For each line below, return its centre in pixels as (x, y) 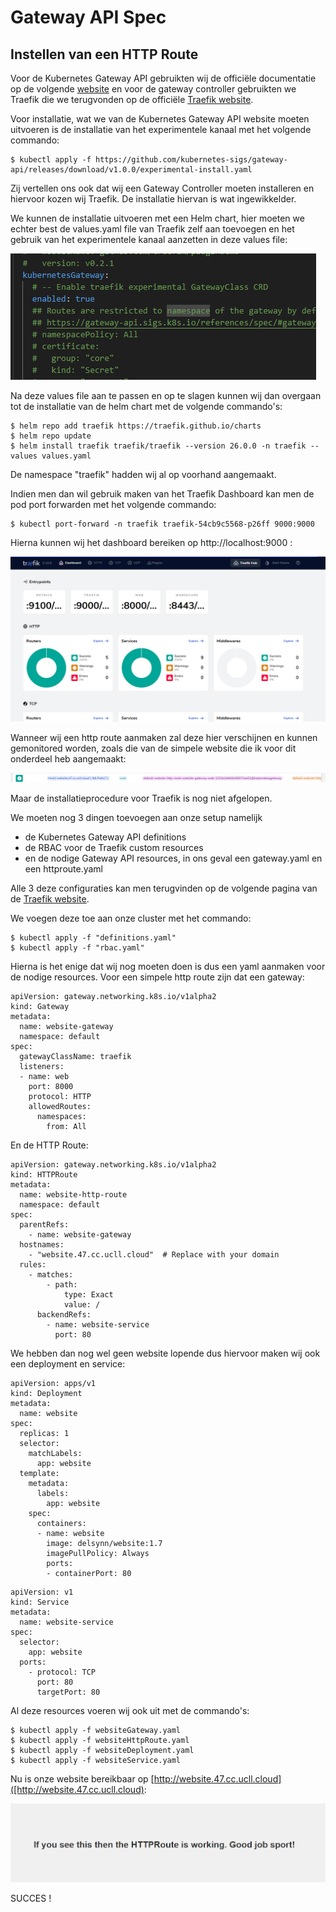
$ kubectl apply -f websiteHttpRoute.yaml (100, 1740)
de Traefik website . (50, 898)
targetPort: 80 (68, 1692)
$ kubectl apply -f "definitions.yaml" (93, 937)
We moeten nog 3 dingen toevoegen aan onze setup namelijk (136, 817)
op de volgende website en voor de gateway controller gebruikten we (153, 89)
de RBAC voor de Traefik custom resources (114, 847)
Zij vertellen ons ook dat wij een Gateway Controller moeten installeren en (162, 188)
